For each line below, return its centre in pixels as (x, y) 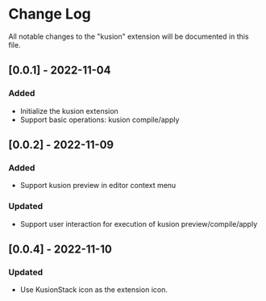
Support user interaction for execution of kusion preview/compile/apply (139, 224)
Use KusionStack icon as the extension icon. (94, 290)
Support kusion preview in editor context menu (98, 186)
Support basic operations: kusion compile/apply (100, 119)
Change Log (50, 14)
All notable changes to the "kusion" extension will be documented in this (129, 36)
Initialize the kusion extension (69, 111)
